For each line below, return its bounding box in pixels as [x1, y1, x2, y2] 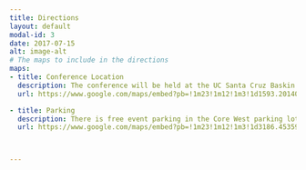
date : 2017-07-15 [9, 38, 76, 48]
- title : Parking [9, 105, 76, 115]
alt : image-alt [9, 47, 67, 56]
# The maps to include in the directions [9, 55, 169, 65]
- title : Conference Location [9, 73, 125, 82]
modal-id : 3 [9, 30, 55, 39]
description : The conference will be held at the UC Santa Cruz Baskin [17, 81, 296, 90]
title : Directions [9, 13, 79, 23]
